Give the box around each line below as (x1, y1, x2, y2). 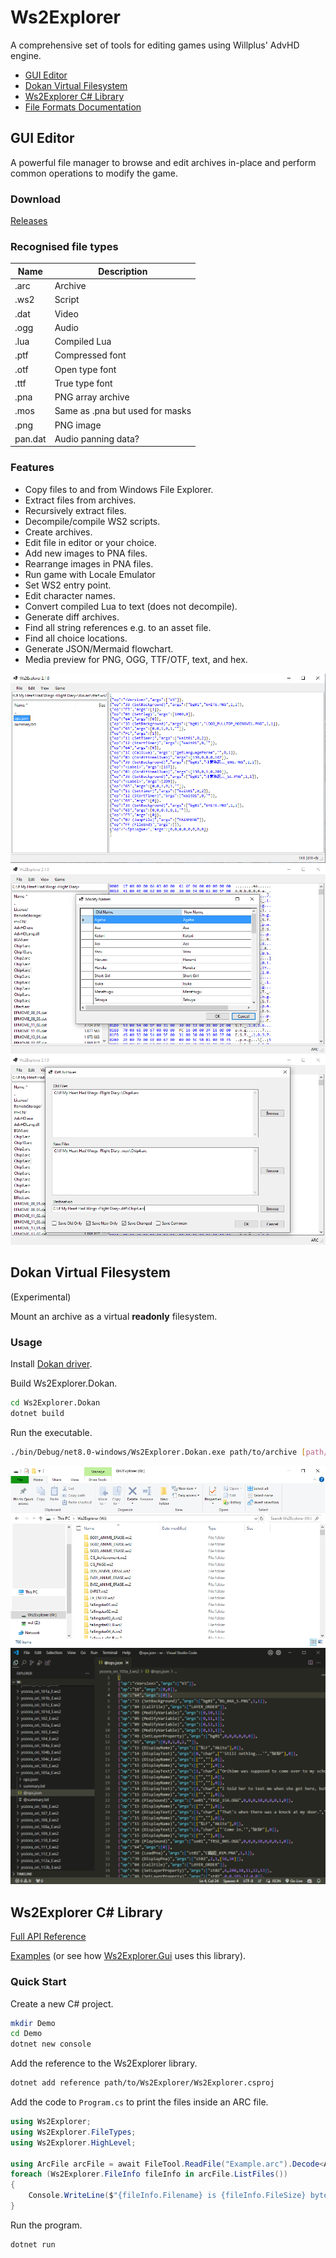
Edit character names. (24, 589, 116, 601)
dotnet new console (10, 2039, 92, 2050)
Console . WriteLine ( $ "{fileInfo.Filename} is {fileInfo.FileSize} (28, 2191, 307, 2201)
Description (98, 265, 148, 277)
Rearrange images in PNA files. (24, 557, 154, 570)
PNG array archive (54, 391, 130, 403)
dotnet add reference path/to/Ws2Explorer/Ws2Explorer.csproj (10, 2078, 275, 2088)
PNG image (54, 419, 102, 431)
